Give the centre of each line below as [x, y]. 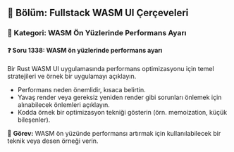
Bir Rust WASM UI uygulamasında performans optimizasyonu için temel [111, 68]
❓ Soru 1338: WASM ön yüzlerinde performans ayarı [85, 50]
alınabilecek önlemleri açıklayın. [64, 104]
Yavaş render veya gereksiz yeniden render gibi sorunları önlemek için [119, 97]
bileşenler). [34, 120]
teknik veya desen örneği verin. [53, 141]
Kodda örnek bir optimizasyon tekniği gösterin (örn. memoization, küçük [122, 112]
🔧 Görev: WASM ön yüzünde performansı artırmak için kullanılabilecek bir [114, 133]
